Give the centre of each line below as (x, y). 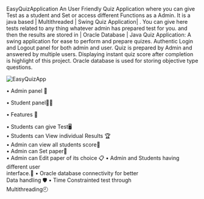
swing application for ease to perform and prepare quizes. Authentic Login (100, 41)
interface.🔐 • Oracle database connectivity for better (72, 173)
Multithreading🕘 (27, 189)
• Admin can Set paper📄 (37, 151)
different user (23, 167)
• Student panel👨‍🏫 (30, 103)
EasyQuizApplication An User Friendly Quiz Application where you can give (101, 9)
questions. (19, 67)
